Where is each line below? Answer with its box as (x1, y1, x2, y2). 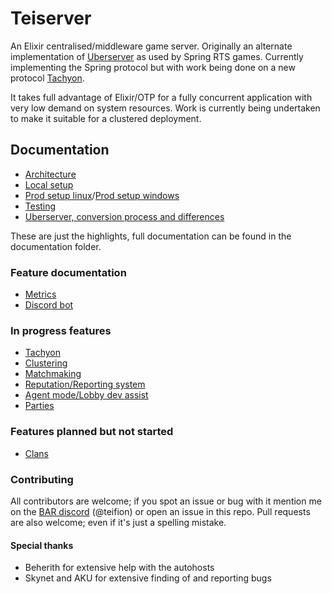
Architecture (24, 168, 77, 180)
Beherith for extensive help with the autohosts (24, 562, 215, 574)
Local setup (24, 178, 74, 191)
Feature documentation (10, 265, 127, 279)
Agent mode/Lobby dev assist (24, 389, 149, 401)
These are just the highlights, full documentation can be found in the (10, 230, 292, 242)
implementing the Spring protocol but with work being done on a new (10, 61, 296, 73)
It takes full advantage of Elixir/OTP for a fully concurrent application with (10, 91, 313, 103)
